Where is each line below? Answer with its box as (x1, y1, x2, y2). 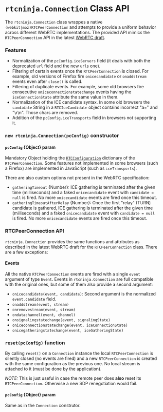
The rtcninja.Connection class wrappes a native (5, 19, 103, 25)
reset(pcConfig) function (5, 339, 65, 346)
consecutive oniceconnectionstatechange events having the (12, 89, 131, 95)
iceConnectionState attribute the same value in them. (12, 94, 119, 100)
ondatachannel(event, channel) (12, 313, 76, 317)
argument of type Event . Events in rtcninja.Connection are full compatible (5, 276, 154, 282)
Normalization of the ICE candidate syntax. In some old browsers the (12, 99, 150, 105)
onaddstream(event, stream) (12, 302, 69, 307)
